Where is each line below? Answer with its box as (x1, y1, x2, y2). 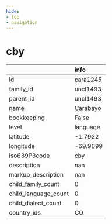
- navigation (6, 19, 38, 25)
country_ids (9, 209, 41, 217)
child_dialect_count (9, 199, 62, 208)
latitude (9, 133, 30, 141)
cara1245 (74, 75, 102, 84)
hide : (6, 8, 19, 15)
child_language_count (9, 189, 69, 198)
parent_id (9, 95, 35, 103)
